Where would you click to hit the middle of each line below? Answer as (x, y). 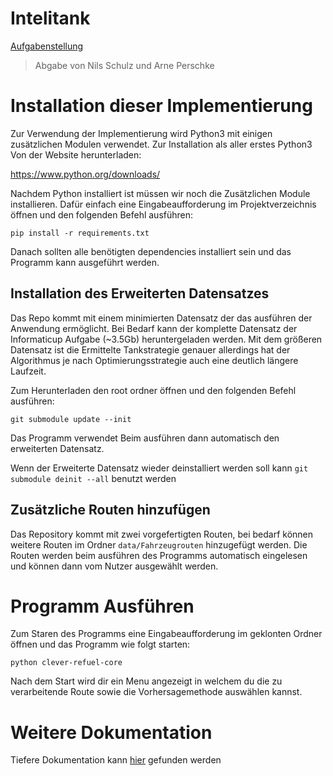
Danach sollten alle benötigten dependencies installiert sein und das (151, 251)
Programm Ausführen (102, 606)
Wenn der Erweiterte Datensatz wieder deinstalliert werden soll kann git (159, 468)
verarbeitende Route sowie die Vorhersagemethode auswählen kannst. (156, 692)
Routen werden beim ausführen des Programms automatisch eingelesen (159, 555)
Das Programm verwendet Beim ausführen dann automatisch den (145, 438)
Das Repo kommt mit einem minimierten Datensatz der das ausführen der (161, 318)
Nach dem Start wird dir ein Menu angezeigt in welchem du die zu (146, 681)
